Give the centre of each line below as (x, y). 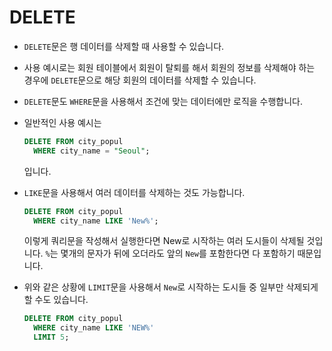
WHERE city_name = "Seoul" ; (92, 151)
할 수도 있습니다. (56, 300)
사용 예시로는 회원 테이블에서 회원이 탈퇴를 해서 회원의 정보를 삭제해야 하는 (169, 67)
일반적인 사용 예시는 (62, 122)
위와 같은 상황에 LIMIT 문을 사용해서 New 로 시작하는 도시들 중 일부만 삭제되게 (171, 287)
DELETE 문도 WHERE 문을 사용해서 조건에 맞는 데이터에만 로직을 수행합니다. (163, 101)
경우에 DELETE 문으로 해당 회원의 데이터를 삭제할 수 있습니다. (140, 80)
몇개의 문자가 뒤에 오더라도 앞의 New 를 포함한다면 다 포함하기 (178, 253)
